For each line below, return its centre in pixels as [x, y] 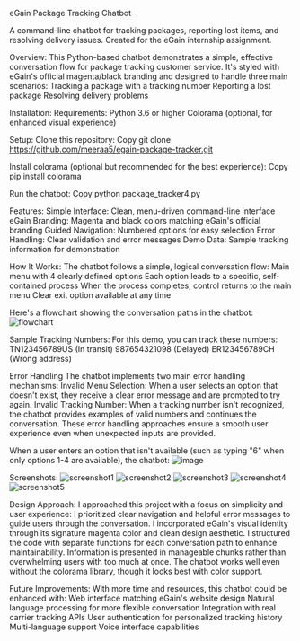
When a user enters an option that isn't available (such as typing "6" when [147, 451]
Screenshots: [34, 478]
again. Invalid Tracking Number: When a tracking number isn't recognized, [147, 404]
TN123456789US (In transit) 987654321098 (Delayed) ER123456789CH [142, 349]
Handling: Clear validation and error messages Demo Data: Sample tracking [149, 240]
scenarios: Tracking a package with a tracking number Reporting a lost [140, 86]
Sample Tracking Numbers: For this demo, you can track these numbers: [144, 339]
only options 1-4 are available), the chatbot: [90, 460]
